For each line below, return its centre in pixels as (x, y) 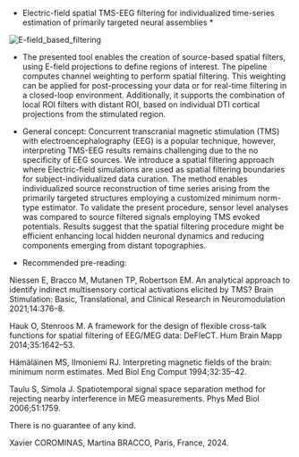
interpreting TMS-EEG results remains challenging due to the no (140, 150)
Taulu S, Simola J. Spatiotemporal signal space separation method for (137, 389)
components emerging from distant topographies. (114, 245)
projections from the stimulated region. (94, 114)
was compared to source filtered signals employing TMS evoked (141, 217)
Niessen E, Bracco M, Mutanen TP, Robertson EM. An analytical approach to (150, 280)
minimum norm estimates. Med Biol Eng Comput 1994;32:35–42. (128, 372)
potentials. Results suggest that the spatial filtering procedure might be (153, 226)
